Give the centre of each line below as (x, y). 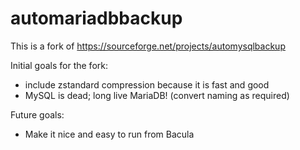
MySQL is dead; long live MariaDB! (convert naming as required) (157, 95)
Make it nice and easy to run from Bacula (109, 134)
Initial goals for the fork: (59, 65)
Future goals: (37, 114)
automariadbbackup (96, 18)
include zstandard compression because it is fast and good (147, 84)
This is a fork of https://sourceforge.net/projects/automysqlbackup (148, 46)
